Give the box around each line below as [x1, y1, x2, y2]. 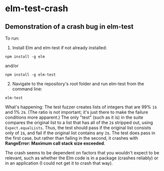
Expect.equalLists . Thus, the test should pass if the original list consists [5, 125, 151, 130]
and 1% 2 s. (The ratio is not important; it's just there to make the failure [5, 109, 148, 115]
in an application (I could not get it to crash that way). [5, 160, 113, 166]
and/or [5, 63, 19, 68]
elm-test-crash [5, 3, 69, 14]
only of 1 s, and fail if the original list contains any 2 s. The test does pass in [5, 130, 156, 136]
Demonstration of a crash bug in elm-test [5, 22, 134, 31]
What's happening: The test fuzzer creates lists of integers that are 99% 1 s [5, 104, 157, 110]
